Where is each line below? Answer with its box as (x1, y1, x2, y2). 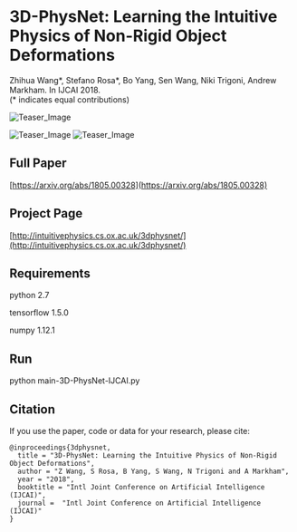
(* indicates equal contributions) (9, 93, 129, 105)
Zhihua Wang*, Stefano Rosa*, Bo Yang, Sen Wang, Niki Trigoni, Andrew (9, 74, 277, 85)
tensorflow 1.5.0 (9, 307, 70, 318)
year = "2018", (17, 475, 75, 484)
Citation (9, 401, 56, 417)
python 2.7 (9, 290, 50, 301)
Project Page (9, 206, 83, 221)
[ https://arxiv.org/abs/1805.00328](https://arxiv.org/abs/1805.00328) (9, 179, 268, 190)
